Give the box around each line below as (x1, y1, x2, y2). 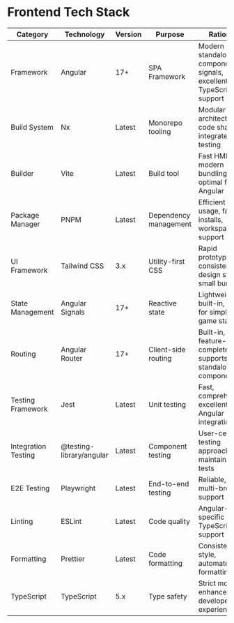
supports (198, 353, 228, 363)
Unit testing (148, 399, 187, 409)
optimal (198, 177, 223, 187)
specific (198, 512, 225, 522)
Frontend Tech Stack (7, 4, 130, 20)
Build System (10, 122, 54, 132)
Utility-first (148, 256, 185, 266)
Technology (64, 29, 105, 39)
